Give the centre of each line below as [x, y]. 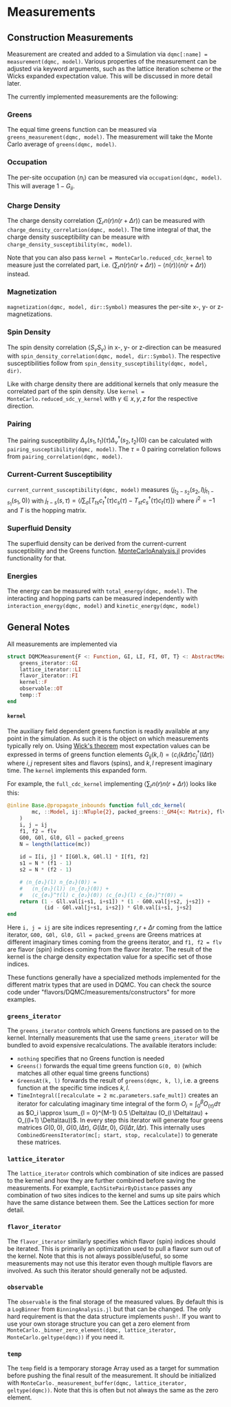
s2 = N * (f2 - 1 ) [46, 870]
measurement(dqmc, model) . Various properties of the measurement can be [112, 61]
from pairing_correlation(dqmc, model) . [65, 457]
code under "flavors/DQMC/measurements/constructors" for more [101, 992]
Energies [22, 575]
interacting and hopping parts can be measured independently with [102, 598]
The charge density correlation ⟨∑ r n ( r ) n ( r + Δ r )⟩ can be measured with [106, 222]
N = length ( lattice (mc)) [55, 844]
